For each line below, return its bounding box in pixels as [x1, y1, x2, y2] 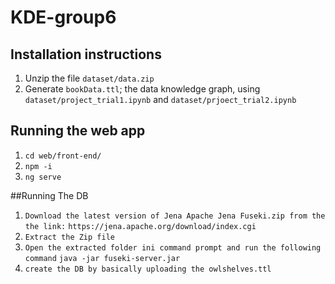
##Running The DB [10, 189, 89, 201]
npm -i [24, 161, 53, 171]
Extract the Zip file [24, 232, 115, 242]
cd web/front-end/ [24, 151, 102, 161]
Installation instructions [10, 46, 162, 63]
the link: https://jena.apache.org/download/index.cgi [24, 221, 257, 231]
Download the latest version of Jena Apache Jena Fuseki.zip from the [24, 211, 326, 221]
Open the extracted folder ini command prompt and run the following [24, 242, 322, 253]
